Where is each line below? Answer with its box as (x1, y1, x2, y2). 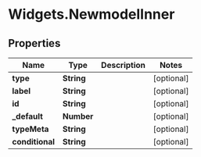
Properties (8, 37, 61, 50)
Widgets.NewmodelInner (8, 5, 175, 23)
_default (12, 111, 43, 122)
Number (62, 111, 94, 122)
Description (101, 60, 146, 70)
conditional (12, 137, 56, 147)
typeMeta (12, 123, 49, 134)
